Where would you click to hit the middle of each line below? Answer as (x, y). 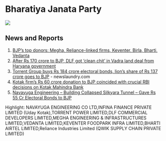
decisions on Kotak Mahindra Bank (48, 87)
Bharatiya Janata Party (53, 9)
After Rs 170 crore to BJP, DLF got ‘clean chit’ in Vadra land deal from (83, 61)
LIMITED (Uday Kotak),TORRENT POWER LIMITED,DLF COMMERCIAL (76, 112)
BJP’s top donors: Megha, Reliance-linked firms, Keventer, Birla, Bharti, (85, 50)
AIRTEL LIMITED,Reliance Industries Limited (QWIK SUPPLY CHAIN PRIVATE (83, 128)
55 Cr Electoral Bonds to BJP (42, 97)
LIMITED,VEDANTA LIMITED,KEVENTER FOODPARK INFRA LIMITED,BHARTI (83, 123)
